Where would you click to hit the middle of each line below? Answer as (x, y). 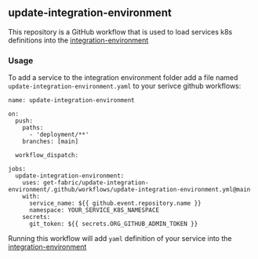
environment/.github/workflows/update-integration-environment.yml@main (129, 190)
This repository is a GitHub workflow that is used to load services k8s (120, 31)
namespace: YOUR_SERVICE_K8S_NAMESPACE (94, 210)
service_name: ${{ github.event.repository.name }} (115, 203)
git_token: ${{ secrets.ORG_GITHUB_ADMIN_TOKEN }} (113, 224)
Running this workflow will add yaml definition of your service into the (120, 239)
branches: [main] (51, 142)
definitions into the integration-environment (78, 40)
